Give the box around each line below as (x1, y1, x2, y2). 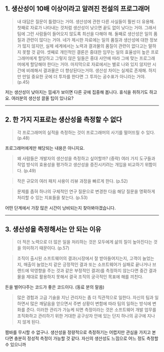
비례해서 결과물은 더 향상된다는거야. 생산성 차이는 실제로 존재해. (26, 67, 147, 73)
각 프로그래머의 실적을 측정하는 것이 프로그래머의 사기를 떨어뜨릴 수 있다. (17, 129, 155, 135)
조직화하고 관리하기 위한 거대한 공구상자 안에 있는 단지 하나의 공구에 (17, 313, 146, 319)
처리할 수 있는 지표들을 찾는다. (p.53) (17, 195, 88, 200)
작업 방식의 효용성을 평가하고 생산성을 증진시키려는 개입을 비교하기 (17, 161, 144, 167)
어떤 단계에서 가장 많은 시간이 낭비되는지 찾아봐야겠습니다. (5, 205, 116, 211)
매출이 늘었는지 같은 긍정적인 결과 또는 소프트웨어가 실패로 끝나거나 (23, 262, 151, 267)
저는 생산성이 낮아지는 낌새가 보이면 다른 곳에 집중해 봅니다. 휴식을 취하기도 (5, 89, 148, 95)
